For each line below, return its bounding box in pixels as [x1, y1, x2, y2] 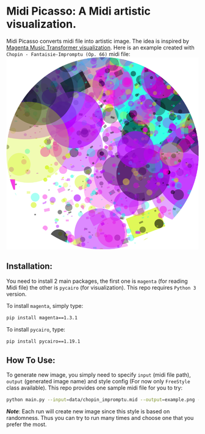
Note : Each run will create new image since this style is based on [6, 408, 170, 415]
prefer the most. [6, 421, 47, 428]
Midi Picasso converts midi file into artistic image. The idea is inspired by [6, 37, 189, 44]
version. [6, 290, 27, 297]
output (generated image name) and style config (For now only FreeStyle [6, 378, 190, 385]
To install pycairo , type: [6, 325, 66, 333]
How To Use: [6, 355, 56, 365]
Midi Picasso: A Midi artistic [6, 4, 151, 18]
